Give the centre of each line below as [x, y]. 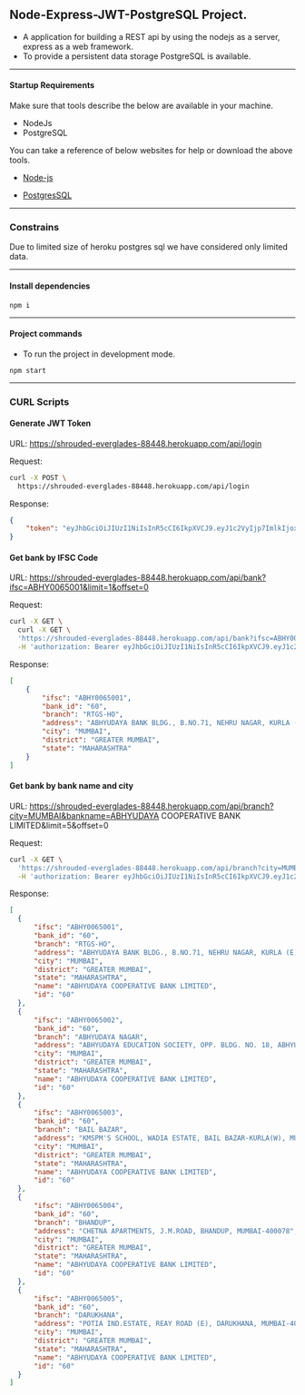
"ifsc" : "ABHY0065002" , [79, 1020]
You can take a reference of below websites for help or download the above [151, 151]
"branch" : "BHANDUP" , [74, 1223]
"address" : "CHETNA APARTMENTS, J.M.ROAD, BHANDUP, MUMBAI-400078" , [166, 1231]
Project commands [46, 334]
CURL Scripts [39, 401]
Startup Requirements [52, 85]
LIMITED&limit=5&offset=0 [59, 825]
